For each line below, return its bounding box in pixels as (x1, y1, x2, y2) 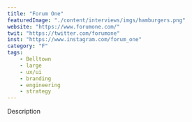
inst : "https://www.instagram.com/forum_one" (7, 36, 142, 43)
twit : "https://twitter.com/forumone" (7, 29, 120, 37)
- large (20, 62, 42, 69)
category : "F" (7, 43, 49, 49)
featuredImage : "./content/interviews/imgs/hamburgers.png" (7, 17, 186, 24)
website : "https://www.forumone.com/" (7, 23, 120, 30)
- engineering (20, 82, 61, 89)
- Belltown (20, 56, 52, 63)
